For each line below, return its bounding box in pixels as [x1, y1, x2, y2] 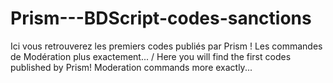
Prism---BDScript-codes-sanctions [10, 7, 312, 30]
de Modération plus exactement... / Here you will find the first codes [10, 50, 292, 62]
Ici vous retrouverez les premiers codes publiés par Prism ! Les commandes [10, 40, 323, 52]
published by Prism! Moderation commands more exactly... [10, 61, 253, 73]
